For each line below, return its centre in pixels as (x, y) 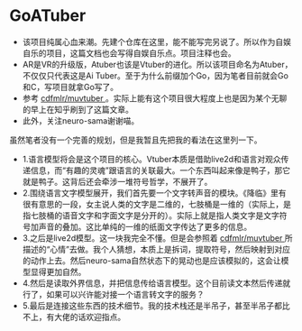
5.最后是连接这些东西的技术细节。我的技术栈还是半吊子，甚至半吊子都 (152, 305)
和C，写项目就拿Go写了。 (70, 87)
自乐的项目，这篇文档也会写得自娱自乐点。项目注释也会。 (129, 53)
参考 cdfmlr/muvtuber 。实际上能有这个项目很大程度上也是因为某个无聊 (155, 98)
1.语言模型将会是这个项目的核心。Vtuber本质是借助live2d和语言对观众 (151, 159)
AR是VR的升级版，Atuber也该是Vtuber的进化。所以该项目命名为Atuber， (157, 64)
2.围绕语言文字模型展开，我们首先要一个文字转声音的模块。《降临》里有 (154, 193)
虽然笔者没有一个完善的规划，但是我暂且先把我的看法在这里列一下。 (136, 140)
